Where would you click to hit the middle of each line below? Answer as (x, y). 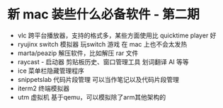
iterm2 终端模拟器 (44, 88)
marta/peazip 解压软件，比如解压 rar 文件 (78, 53)
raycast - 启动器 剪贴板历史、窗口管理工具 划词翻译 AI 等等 (103, 61)
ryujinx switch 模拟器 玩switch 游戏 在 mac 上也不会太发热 (102, 44)
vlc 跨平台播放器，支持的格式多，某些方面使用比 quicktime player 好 (117, 35)
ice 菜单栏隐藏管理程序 (51, 71)
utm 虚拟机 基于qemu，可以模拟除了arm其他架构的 (92, 97)
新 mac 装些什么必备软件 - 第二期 (103, 14)
